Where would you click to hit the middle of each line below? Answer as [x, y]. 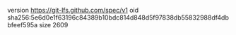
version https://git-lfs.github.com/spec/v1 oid [73, 10]
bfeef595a [23, 25]
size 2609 [53, 25]
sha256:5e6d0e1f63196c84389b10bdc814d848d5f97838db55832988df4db [118, 17]
